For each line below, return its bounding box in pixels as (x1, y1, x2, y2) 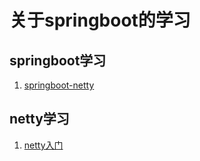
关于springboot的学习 (9, 9, 191, 32)
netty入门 (23, 139, 64, 151)
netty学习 (9, 111, 70, 128)
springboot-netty (23, 79, 95, 91)
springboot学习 (9, 52, 107, 69)
